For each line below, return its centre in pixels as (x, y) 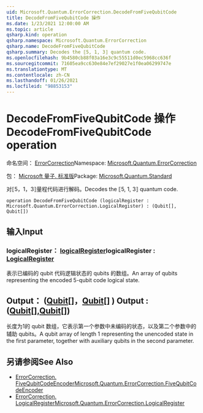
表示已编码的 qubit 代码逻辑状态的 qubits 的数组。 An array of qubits (92, 273)
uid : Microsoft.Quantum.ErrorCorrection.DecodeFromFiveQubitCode (91, 12)
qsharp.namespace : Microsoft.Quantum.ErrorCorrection (77, 41)
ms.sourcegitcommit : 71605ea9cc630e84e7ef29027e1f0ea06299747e (89, 63)
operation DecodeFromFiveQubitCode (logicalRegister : (78, 200)
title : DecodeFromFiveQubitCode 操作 (54, 18)
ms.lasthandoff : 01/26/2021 (42, 81)
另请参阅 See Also (40, 362)
